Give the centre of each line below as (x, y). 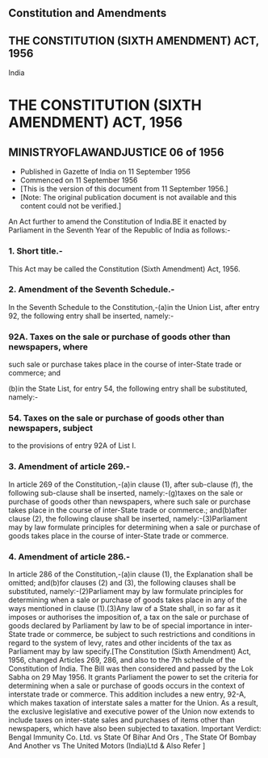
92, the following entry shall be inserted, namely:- (91, 316)
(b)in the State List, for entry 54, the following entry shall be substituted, (128, 389)
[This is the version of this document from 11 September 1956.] (124, 189)
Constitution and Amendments (88, 13)
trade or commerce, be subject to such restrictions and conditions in (142, 634)
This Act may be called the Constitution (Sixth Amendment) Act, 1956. (124, 269)
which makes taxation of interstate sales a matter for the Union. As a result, (133, 702)
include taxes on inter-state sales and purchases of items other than (122, 720)
